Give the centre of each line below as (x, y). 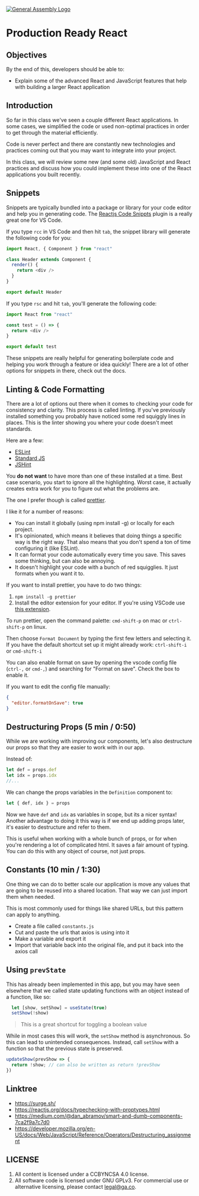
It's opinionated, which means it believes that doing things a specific (98, 535)
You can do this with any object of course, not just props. (76, 851)
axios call (26, 951)
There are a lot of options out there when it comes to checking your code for (99, 403)
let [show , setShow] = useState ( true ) (60, 1008)
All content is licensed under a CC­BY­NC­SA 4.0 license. (82, 1174)
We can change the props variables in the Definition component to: (89, 792)
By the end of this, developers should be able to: (65, 69)
